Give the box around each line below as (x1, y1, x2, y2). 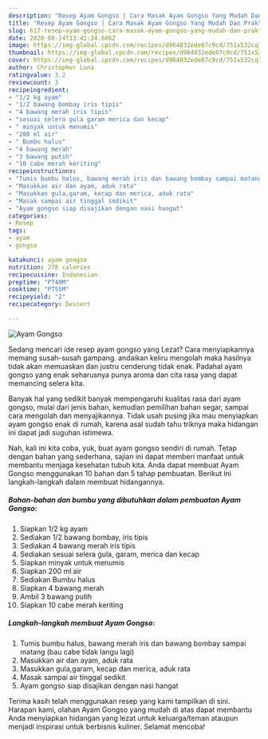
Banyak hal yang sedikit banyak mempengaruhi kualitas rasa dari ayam (8, 394, 242, 403)
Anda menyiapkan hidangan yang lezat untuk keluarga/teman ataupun (8, 713, 238, 722)
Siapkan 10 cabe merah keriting (19, 599, 124, 610)
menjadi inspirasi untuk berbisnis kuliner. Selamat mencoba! (8, 721, 206, 731)
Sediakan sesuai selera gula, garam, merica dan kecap (19, 549, 199, 559)
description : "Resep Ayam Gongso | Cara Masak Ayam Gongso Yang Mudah (8, 11, 248, 20)
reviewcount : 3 (8, 78, 59, 86)
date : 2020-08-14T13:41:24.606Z (8, 33, 116, 42)
